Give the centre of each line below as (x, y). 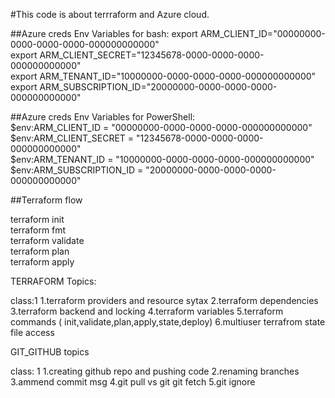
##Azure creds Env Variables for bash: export (104, 33)
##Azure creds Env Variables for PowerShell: (103, 117)
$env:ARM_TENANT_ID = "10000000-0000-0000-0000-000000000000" (162, 159)
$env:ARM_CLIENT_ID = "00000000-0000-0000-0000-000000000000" (161, 127)
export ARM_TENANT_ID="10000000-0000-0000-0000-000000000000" (163, 76)
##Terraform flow (46, 200)
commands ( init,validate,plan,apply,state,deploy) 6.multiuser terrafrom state (168, 322)
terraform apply (42, 262)
